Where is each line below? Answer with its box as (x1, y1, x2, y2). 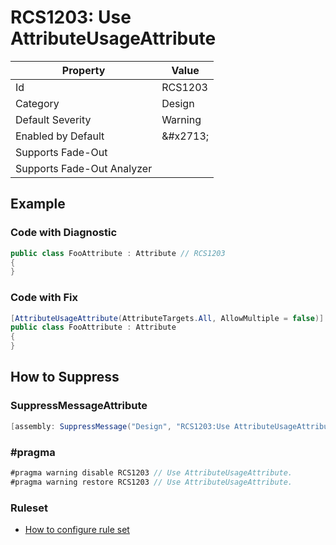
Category (15, 96, 60, 110)
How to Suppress (10, 369, 120, 386)
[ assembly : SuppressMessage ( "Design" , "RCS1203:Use (10, 421, 230, 431)
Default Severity (15, 112, 92, 126)
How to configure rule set (24, 523, 130, 535)
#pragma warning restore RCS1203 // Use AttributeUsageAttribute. (10, 477, 293, 487)
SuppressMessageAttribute (10, 399, 148, 413)
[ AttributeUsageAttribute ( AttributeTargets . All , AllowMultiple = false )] (10, 313, 325, 323)
